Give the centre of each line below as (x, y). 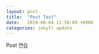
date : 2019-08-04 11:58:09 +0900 (50, 22)
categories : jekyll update (39, 28)
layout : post (22, 11)
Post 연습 (17, 45)
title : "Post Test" (32, 17)
